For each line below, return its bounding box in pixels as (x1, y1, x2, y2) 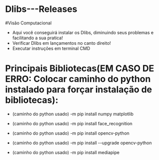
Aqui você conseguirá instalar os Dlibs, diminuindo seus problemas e (12, 29, 154, 35)
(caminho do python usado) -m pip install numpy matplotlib (12, 111, 134, 117)
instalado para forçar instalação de (5, 84, 153, 95)
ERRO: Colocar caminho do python (5, 74, 151, 85)
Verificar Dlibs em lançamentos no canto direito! (12, 40, 111, 46)
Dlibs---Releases (5, 3, 78, 15)
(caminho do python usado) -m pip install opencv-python (12, 130, 130, 136)
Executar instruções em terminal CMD (12, 45, 90, 51)
